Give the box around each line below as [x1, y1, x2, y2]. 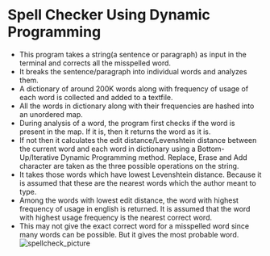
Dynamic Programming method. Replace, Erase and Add [60, 152, 247, 162]
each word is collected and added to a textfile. [19, 92, 173, 102]
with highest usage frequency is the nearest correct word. [19, 212, 213, 222]
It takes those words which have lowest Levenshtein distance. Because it [19, 170, 262, 179]
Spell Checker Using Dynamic [7, 6, 210, 24]
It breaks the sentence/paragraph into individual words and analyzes [19, 66, 247, 76]
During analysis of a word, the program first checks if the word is [19, 118, 235, 128]
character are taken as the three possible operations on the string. [19, 161, 239, 170]
